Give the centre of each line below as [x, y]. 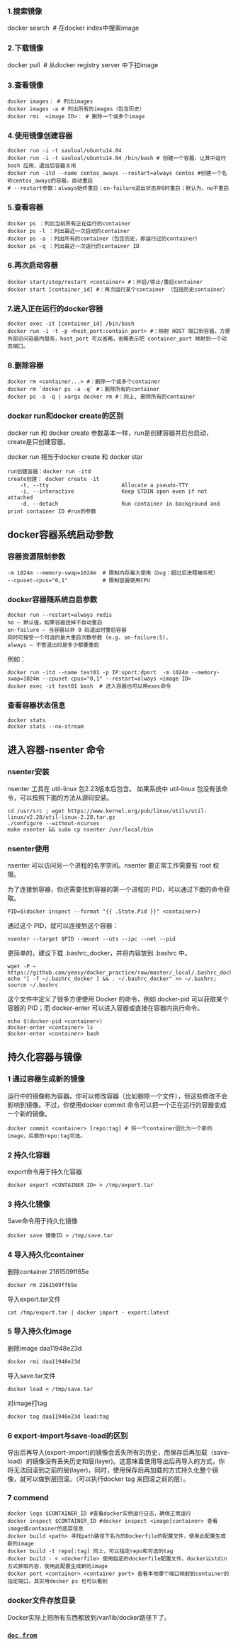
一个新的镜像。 [29, 1113]
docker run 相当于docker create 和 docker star [75, 456]
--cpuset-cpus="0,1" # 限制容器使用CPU [79, 581]
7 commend [28, 1498]
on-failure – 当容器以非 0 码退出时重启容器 [67, 630]
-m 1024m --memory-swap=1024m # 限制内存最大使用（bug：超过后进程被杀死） [113, 573]
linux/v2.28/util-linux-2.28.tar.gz [61, 817]
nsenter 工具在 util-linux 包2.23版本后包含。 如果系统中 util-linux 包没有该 [114, 788]
